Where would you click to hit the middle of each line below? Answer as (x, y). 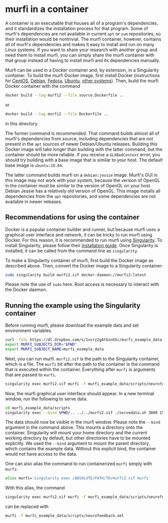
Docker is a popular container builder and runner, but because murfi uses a (82, 229)
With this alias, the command (35, 488)
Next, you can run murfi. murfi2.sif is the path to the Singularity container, (82, 359)
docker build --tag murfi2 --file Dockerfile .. (57, 114)
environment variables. (29, 331)
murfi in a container (47, 9)
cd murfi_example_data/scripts (38, 408)
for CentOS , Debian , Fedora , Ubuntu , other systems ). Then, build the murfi (82, 81)
